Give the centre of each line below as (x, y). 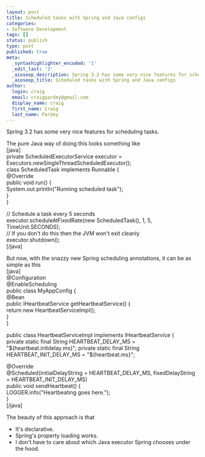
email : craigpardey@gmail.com (50, 97)
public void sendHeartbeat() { (44, 386)
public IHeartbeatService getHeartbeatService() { (69, 304)
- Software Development (37, 29)
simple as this (23, 265)
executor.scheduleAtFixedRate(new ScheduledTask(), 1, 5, (79, 220)
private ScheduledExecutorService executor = (64, 157)
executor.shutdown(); (33, 240)
